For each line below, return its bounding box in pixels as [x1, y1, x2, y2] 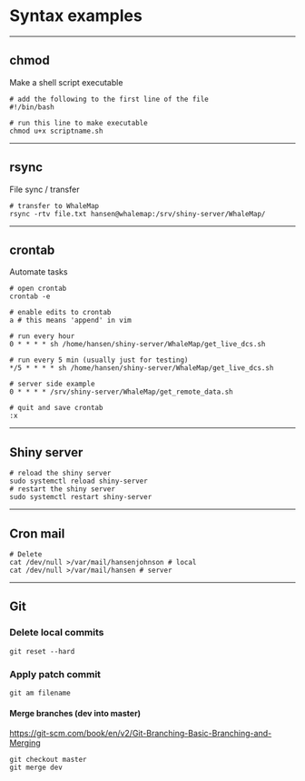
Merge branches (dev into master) [9, 707, 142, 718]
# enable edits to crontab [9, 308, 112, 317]
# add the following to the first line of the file [9, 95, 209, 104]
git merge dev [9, 763, 64, 773]
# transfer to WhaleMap [9, 201, 100, 210]
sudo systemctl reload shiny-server [9, 476, 148, 486]
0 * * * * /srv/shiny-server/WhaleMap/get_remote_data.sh [9, 387, 233, 396]
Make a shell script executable [9, 76, 123, 87]
